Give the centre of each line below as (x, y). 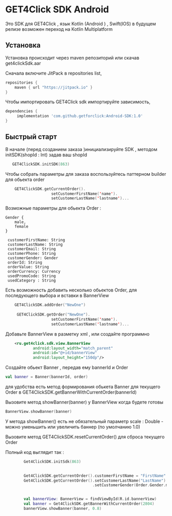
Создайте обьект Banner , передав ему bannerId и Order (67, 367)
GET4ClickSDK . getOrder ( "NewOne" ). (53, 315)
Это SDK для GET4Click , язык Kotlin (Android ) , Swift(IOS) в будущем (81, 24)
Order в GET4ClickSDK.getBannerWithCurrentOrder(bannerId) (71, 392)
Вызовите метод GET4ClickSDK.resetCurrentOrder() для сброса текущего (85, 437)
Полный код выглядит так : (35, 452)
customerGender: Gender (33, 258)
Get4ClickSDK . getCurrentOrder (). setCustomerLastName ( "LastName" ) (95, 481)
